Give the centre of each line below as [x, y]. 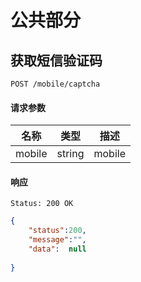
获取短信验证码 [56, 60]
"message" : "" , [57, 240]
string [70, 154]
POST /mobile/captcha [55, 84]
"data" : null [57, 249]
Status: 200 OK [42, 204]
